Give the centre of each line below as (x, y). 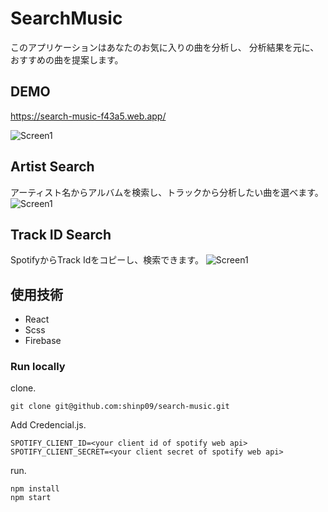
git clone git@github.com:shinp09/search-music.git (120, 407)
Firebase (43, 341)
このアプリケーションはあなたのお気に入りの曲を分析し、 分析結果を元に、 (165, 47)
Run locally (38, 367)
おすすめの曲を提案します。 (67, 59)
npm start (31, 498)
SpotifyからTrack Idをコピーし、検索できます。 (107, 260)
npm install (35, 489)
